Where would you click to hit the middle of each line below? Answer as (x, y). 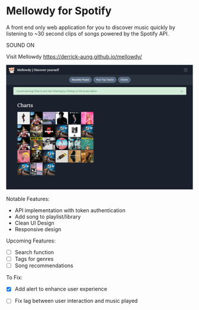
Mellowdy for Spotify (59, 11)
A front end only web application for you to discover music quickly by (91, 27)
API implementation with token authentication (70, 210)
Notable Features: (28, 199)
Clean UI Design (34, 223)
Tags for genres (34, 259)
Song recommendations (44, 266)
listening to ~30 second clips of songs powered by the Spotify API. (88, 33)
